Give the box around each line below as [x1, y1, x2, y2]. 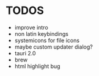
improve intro [14, 24, 48, 31]
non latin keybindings [14, 30, 68, 37]
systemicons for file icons [14, 36, 80, 44]
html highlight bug [14, 62, 61, 70]
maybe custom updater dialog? [14, 43, 93, 50]
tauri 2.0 [14, 49, 36, 57]
